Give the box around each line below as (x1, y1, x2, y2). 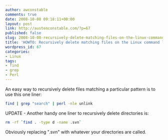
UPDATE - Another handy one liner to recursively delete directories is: (5, 110, 149, 116)
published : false (5, 30, 41, 35)
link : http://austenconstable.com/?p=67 (5, 26, 91, 31)
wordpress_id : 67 (5, 44, 41, 49)
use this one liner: (5, 91, 42, 97)
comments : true (5, 12, 37, 17)
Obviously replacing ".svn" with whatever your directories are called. (5, 128, 146, 135)
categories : (5, 49, 30, 54)
